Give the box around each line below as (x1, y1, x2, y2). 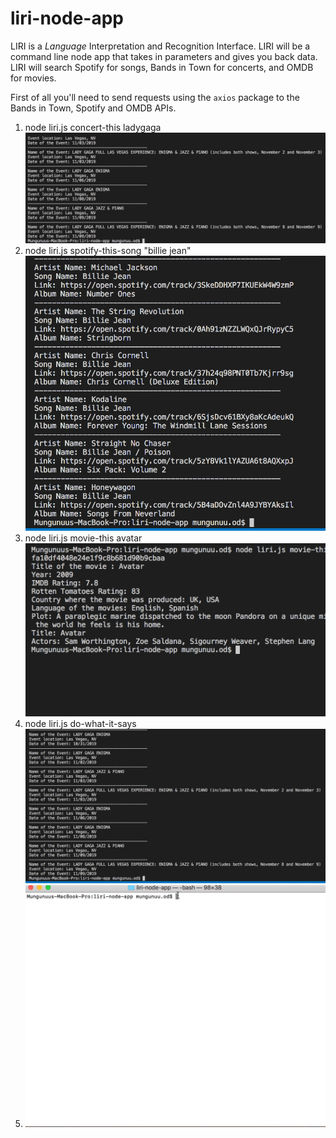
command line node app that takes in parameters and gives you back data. (10, 50, 318, 62)
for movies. (10, 72, 57, 84)
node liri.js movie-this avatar (24, 532, 143, 544)
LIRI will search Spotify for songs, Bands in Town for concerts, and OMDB (10, 61, 314, 73)
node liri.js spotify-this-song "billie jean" (24, 245, 192, 257)
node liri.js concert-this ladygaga (24, 121, 162, 133)
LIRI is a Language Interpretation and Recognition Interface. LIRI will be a (10, 40, 311, 52)
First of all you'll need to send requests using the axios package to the (10, 91, 300, 103)
